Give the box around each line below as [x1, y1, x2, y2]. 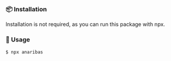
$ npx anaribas [5, 49, 43, 55]
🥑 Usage [5, 36, 30, 44]
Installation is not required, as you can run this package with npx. [5, 21, 165, 28]
